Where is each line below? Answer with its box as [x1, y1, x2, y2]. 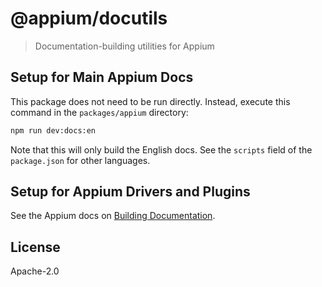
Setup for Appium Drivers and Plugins [10, 183, 251, 201]
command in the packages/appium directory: [10, 106, 189, 118]
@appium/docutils [10, 7, 168, 30]
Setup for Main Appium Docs [10, 69, 194, 86]
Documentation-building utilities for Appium [34, 40, 215, 52]
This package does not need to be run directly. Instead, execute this [10, 95, 291, 107]
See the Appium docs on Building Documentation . [10, 210, 216, 222]
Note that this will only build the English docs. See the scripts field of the [10, 143, 313, 156]
